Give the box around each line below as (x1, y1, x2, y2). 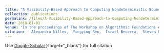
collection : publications (5, 12, 58, 16)
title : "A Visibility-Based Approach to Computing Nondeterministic (5, 7, 147, 12)
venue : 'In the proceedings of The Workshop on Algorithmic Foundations (5, 25, 156, 30)
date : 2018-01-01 (5, 20, 41, 26)
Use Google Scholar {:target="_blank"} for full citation (5, 43, 112, 48)
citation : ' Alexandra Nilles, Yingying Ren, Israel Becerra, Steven (5, 29, 156, 34)
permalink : (5, 16, 27, 21)
